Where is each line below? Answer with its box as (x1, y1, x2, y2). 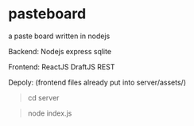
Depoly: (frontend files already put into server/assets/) (8, 77, 187, 87)
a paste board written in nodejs (8, 31, 111, 41)
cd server (27, 93, 60, 102)
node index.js (27, 108, 72, 118)
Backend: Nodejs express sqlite (8, 46, 112, 56)
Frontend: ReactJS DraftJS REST (8, 61, 115, 72)
